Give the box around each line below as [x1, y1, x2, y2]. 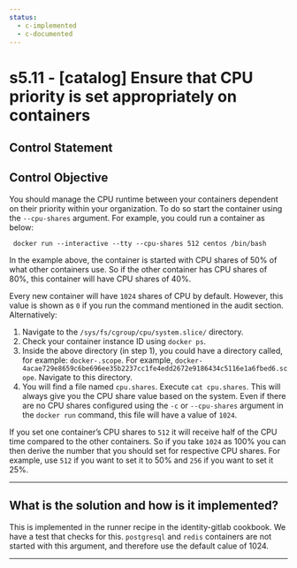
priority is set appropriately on [9, 86, 237, 106]
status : [9, 12, 38, 22]
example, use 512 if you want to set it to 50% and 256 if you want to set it [9, 455, 274, 465]
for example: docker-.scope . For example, [21, 355, 174, 365]
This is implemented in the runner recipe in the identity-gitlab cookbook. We [9, 521, 286, 532]
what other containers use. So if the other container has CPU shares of [9, 264, 268, 274]
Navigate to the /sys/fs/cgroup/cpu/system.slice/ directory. [21, 326, 244, 337]
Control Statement [9, 140, 113, 155]
